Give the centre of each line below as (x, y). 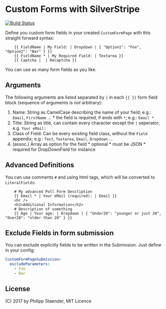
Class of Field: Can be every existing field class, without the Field (80, 133)
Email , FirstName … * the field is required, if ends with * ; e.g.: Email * (83, 117)
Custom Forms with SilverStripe (73, 9)
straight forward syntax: (30, 38)
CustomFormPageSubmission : (33, 260)
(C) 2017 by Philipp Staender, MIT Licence (48, 301)
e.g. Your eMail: (29, 128)
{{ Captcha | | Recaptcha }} (46, 60)
